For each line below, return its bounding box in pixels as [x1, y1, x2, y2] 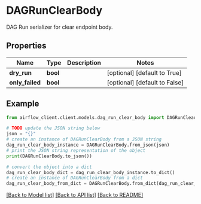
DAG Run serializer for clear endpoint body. [6, 23, 113, 31]
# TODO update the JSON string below [6, 125, 100, 132]
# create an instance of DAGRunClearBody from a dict [6, 175, 144, 181]
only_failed [9, 78, 41, 87]
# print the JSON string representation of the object [6, 147, 146, 153]
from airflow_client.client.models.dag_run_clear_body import [6, 114, 165, 120]
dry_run [9, 68, 32, 77]
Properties [6, 41, 47, 51]
